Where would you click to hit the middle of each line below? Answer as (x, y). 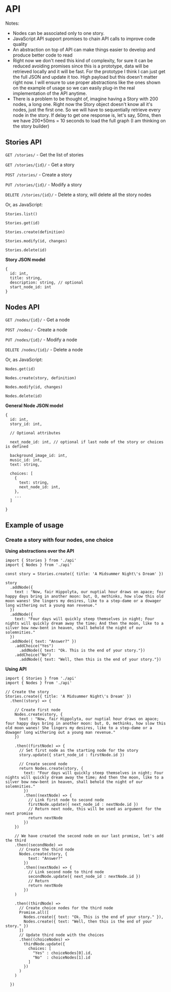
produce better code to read (42, 55)
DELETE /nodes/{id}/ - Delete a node (44, 349)
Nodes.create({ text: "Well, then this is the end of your (88, 922)
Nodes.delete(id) (24, 396)
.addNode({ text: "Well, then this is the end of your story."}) (90, 660)
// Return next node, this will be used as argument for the (94, 809)
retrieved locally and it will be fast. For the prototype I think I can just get (89, 71)
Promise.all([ (34, 913)
